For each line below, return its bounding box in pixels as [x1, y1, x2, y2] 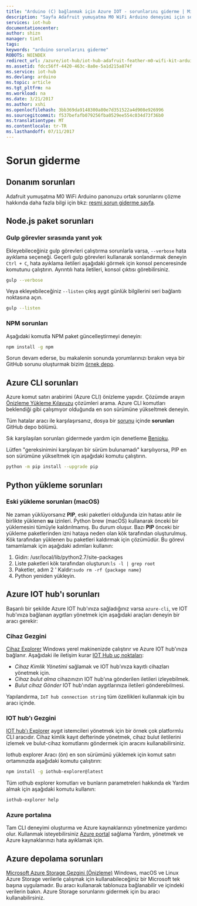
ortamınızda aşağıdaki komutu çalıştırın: [6, 757, 102, 764]
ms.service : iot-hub [6, 69, 57, 75]
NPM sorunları [6, 319, 48, 328]
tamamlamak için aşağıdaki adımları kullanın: [6, 542, 114, 549]
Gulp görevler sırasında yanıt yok [6, 234, 103, 242]
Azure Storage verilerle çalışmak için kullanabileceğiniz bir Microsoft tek [6, 875, 181, 883]
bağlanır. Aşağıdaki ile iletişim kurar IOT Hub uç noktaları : [6, 651, 144, 658]
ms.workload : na [6, 90, 46, 96]
